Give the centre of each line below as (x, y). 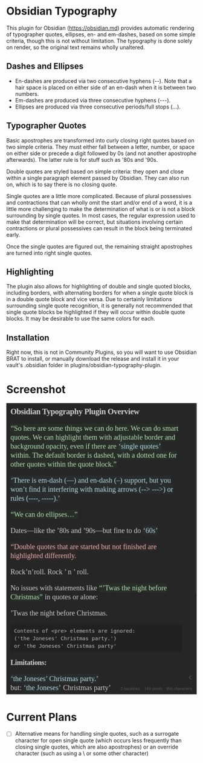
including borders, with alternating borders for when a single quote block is (100, 293)
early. (13, 235)
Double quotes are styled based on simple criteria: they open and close (95, 172)
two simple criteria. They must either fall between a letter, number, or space (101, 147)
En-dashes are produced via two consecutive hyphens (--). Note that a (103, 81)
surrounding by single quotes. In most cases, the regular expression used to (101, 215)
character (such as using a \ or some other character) (82, 753)
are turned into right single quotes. (49, 253)
